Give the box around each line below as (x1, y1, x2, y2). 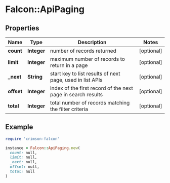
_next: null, (10, 160, 37, 165)
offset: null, (10, 164, 39, 169)
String (27, 74, 43, 80)
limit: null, (10, 155, 37, 160)
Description (77, 39, 107, 46)
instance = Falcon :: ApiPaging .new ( (5, 145, 80, 151)
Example (5, 123, 33, 131)
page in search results (50, 91, 103, 98)
